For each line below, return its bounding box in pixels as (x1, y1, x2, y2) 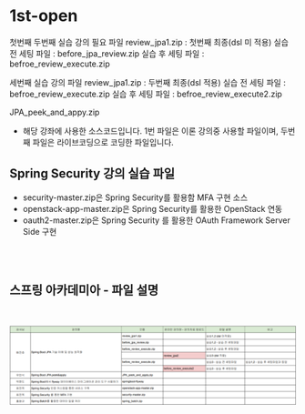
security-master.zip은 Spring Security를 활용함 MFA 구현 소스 (22, 192, 249, 203)
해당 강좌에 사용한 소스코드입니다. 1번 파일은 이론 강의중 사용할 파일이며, (22, 125, 280, 136)
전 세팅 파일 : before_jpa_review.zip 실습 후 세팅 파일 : (9, 47, 205, 59)
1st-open (9, 5, 78, 26)
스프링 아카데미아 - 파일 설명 (9, 283, 159, 298)
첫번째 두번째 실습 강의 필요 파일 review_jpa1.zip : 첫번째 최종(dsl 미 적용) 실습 (9, 36, 290, 47)
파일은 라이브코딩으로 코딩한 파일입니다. (32, 136, 175, 147)
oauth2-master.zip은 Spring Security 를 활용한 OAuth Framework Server (22, 215, 291, 226)
